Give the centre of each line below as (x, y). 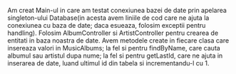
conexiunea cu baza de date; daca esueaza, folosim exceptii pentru (107, 25)
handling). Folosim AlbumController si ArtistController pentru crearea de (113, 33)
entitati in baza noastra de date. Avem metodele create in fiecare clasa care (118, 41)
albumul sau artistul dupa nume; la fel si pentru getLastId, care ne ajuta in (115, 55)
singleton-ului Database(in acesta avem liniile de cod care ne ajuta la (108, 18)
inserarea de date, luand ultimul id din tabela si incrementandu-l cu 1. (108, 63)
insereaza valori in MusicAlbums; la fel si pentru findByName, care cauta (114, 48)
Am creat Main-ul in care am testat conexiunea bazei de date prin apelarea (117, 10)
